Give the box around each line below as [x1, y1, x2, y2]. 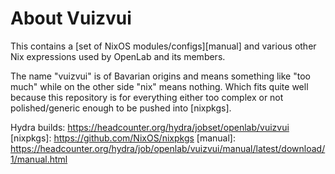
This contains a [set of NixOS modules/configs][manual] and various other [10, 40, 317, 52]
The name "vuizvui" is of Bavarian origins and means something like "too [10, 70, 311, 82]
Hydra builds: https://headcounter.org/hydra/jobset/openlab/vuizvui [10, 121, 290, 133]
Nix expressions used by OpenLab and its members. [10, 50, 226, 62]
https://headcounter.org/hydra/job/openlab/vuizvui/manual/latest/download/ [10, 142, 326, 154]
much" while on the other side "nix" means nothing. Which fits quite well [10, 80, 309, 92]
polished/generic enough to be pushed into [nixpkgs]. [10, 102, 232, 114]
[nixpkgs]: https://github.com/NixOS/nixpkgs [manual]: [10, 132, 237, 144]
